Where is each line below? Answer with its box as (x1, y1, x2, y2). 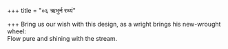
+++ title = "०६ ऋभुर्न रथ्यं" (7, 7, 76, 14)
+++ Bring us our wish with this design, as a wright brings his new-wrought (7, 20, 221, 28)
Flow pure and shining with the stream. (7, 35, 118, 42)
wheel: (7, 27, 26, 35)
